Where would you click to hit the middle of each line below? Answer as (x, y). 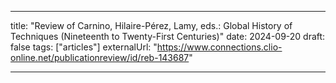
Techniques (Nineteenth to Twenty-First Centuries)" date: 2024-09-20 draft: (168, 36)
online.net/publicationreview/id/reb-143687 (100, 57)
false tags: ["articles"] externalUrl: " (84, 47)
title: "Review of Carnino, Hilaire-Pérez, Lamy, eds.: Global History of (151, 25)
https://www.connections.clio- (219, 47)
